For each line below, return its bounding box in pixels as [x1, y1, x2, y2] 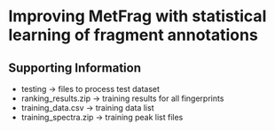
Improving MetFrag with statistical [8, 6, 267, 27]
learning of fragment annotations [8, 25, 258, 45]
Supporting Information [8, 60, 141, 75]
